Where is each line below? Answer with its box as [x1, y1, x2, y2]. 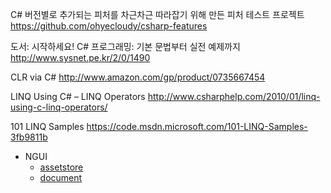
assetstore [39, 161, 84, 173]
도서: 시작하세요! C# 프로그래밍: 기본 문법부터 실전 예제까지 [10, 41, 241, 52]
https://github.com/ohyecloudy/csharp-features [10, 20, 208, 32]
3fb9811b [10, 131, 48, 143]
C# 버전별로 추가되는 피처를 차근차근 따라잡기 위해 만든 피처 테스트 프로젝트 [10, 9, 305, 20]
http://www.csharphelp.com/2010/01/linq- [147, 91, 321, 102]
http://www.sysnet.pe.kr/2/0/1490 [10, 52, 151, 63]
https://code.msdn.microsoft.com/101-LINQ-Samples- [86, 121, 308, 132]
